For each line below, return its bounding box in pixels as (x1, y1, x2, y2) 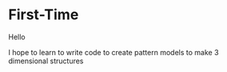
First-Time (8, 6, 79, 24)
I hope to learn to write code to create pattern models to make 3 (8, 47, 219, 57)
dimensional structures (8, 56, 84, 66)
